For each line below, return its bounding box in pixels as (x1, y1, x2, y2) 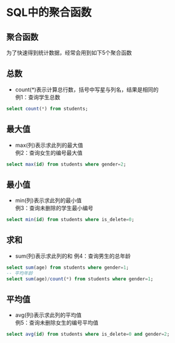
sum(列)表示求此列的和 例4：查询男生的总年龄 (15, 252, 131, 260)
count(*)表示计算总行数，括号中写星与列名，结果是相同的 (15, 86, 159, 93)
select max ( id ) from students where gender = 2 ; (6, 161, 126, 168)
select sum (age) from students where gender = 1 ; (6, 264, 129, 271)
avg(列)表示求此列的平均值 (15, 311, 82, 319)
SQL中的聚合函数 (6, 5, 92, 19)
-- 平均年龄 (6, 270, 33, 276)
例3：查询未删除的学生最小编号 (15, 205, 94, 212)
